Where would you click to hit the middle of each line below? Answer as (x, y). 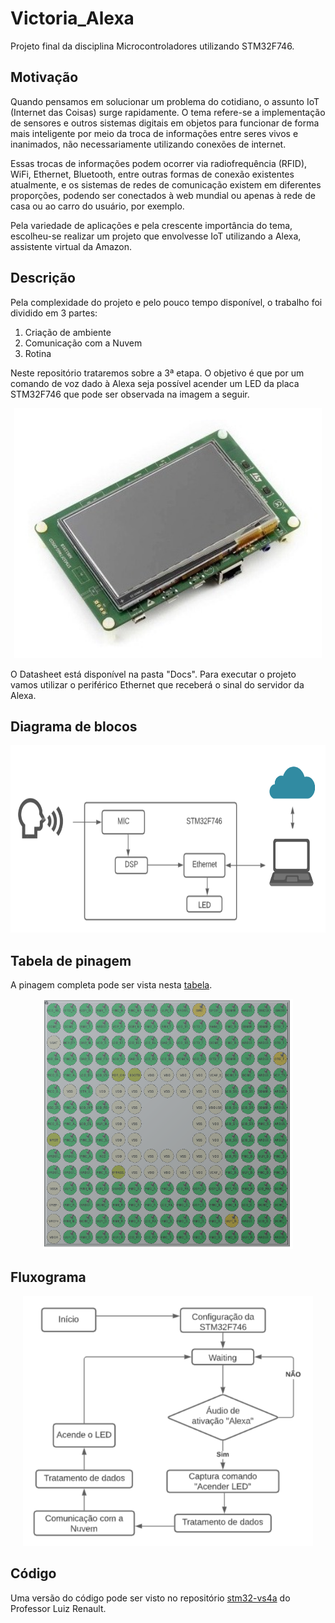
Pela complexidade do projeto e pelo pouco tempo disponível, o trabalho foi (166, 302)
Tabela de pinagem (71, 960)
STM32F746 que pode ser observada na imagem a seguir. (130, 394)
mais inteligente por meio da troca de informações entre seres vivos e (154, 133)
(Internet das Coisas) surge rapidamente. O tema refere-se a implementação (168, 112)
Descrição (43, 278)
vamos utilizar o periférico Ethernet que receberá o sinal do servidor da (157, 684)
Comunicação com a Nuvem (83, 343)
